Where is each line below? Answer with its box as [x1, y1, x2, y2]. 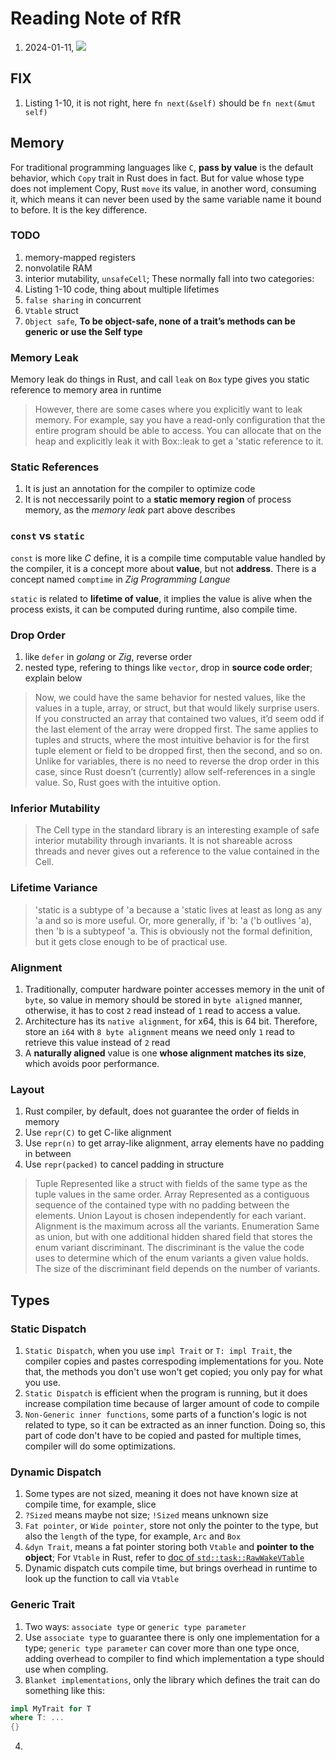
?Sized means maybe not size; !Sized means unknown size [24, 1509, 269, 1521]
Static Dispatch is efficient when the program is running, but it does [24, 1387, 308, 1399]
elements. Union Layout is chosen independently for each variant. [34, 1210, 307, 1222]
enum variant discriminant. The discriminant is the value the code [34, 1242, 305, 1254]
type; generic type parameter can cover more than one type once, [24, 1642, 300, 1654]
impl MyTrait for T [10, 1703, 92, 1714]
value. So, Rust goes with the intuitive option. [34, 777, 222, 789]
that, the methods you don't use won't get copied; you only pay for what [24, 1365, 323, 1377]
